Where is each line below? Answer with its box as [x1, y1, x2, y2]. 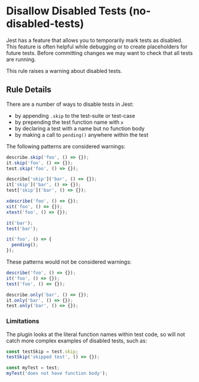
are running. [6, 56, 36, 63]
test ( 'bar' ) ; [6, 225, 39, 231]
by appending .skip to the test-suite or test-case [14, 112, 135, 119]
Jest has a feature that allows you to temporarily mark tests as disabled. [6, 36, 183, 44]
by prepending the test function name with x [14, 118, 124, 126]
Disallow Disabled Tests [6, 4, 127, 18]
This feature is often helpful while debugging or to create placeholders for [6, 43, 188, 50]
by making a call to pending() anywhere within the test [14, 131, 149, 138]
